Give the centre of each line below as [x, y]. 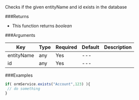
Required [66, 47]
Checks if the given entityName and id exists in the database [66, 7]
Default [90, 47]
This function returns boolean [42, 26]
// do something [24, 89]
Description [118, 47]
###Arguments [20, 35]
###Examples [19, 75]
